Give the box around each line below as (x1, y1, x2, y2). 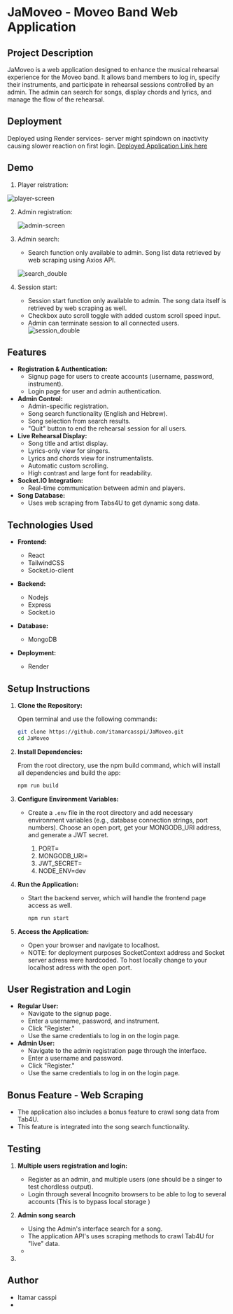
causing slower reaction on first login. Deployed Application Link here (7, 141, 208, 150)
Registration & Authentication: (17, 365, 108, 373)
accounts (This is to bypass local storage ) (27, 1198, 150, 1205)
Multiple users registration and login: (17, 1161, 128, 1170)
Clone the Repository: (17, 701, 83, 710)
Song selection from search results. (27, 417, 131, 426)
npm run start (27, 914, 69, 921)
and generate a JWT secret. (27, 830, 109, 839)
